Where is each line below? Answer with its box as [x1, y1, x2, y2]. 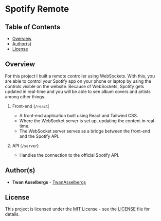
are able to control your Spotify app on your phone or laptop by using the [5, 78, 152, 84]
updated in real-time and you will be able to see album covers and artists [5, 89, 151, 94]
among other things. [5, 93, 46, 99]
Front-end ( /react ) [12, 103, 50, 109]
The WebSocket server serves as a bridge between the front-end [19, 128, 150, 134]
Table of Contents [5, 23, 61, 31]
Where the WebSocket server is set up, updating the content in [19, 118, 146, 124]
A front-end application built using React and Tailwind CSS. [19, 112, 138, 118]
